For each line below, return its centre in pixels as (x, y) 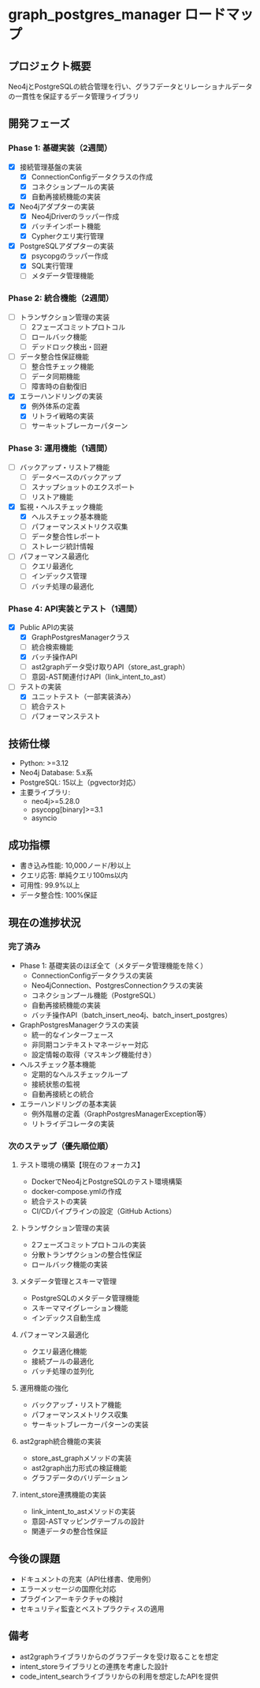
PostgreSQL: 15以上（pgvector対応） (80, 782)
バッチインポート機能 (66, 226)
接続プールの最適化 (63, 1362)
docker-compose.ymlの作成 (76, 1192)
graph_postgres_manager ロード (117, 15)
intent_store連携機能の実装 (63, 1495)
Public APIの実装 (46, 627)
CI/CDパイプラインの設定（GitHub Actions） (104, 1211)
